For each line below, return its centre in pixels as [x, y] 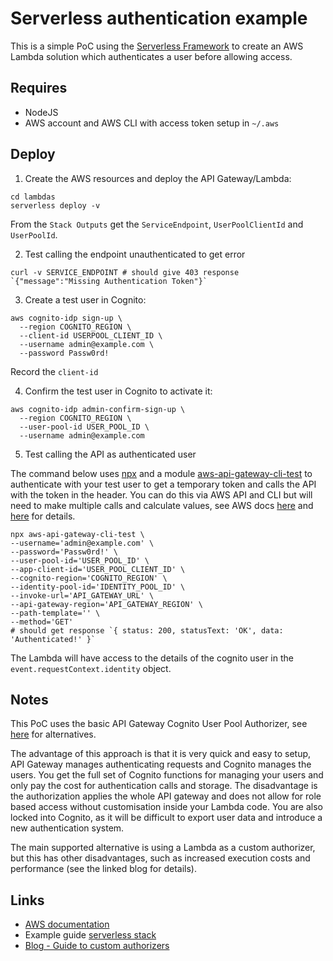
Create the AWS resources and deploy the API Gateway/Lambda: [158, 178]
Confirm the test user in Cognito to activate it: [118, 391]
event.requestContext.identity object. [91, 668]
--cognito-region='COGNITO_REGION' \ [89, 578]
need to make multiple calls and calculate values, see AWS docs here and [162, 505]
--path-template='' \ [55, 613]
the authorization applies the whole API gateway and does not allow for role [166, 796]
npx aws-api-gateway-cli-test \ [77, 534]
